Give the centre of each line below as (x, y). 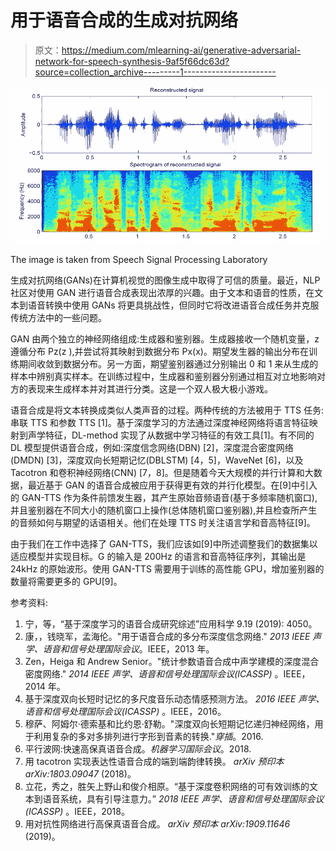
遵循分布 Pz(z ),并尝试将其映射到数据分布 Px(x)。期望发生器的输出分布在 (159, 351)
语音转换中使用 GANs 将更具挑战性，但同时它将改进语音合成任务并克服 (173, 305)
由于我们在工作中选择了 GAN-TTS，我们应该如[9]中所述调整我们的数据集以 (164, 543)
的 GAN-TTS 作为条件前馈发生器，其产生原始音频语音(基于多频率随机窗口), (164, 497)
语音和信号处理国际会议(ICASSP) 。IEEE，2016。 (125, 711)
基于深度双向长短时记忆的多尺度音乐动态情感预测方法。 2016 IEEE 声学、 (174, 698)
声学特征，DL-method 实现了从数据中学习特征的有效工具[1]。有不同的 (171, 435)
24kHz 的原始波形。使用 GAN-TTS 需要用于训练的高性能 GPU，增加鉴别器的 (167, 568)
